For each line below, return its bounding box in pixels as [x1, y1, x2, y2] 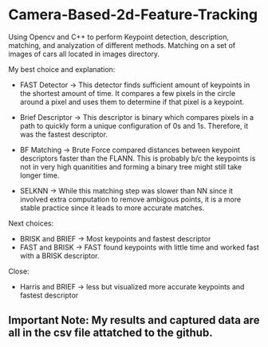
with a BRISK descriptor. [19, 250, 100, 261]
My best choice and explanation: [8, 64, 116, 74]
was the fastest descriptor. [19, 130, 108, 139]
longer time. [19, 170, 60, 180]
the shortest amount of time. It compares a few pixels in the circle [19, 88, 236, 98]
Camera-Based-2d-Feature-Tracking [8, 6, 258, 24]
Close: [8, 266, 30, 276]
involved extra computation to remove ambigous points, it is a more [19, 194, 242, 204]
